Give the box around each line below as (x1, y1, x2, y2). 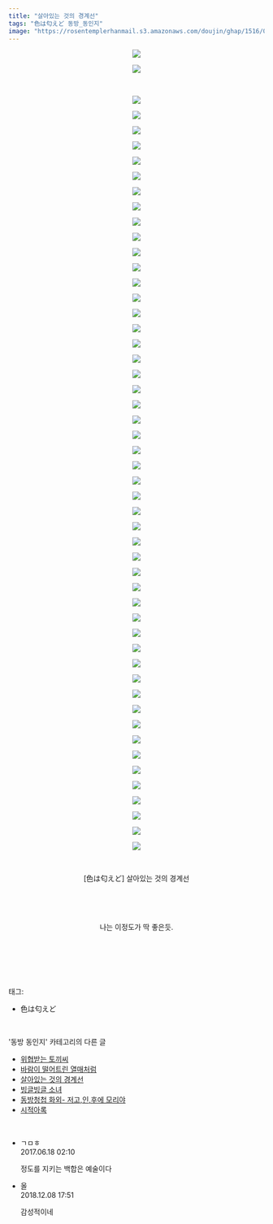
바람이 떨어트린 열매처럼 (19, 1065, 97, 1075)
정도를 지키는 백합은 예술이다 (19, 1164, 112, 1174)
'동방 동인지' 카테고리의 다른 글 (8, 1037, 106, 1047)
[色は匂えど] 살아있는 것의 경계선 (84, 874, 189, 884)
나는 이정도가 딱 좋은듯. (99, 923, 174, 932)
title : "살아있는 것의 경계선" (8, 11, 99, 20)
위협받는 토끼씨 (19, 1054, 69, 1064)
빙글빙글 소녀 (19, 1085, 63, 1095)
